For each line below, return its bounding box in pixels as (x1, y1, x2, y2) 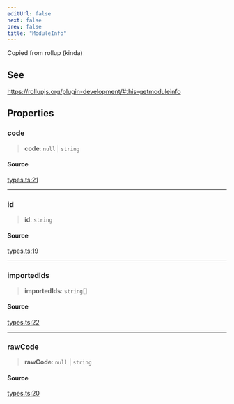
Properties (7, 107, 54, 119)
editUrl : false (7, 10, 52, 17)
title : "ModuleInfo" (7, 29, 68, 37)
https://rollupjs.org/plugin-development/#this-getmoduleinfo (7, 88, 181, 96)
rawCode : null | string (24, 358, 92, 366)
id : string (24, 215, 53, 224)
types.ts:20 (7, 389, 40, 398)
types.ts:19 (7, 247, 39, 255)
